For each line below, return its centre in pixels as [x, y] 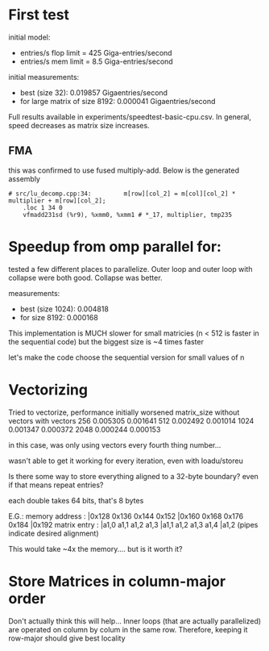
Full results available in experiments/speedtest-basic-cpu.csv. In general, [130, 117]
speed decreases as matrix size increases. [79, 125]
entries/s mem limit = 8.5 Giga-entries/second [96, 61]
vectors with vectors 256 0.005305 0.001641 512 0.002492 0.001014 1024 [131, 420]
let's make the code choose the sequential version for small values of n [126, 357]
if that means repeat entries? [56, 485]
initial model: [29, 37]
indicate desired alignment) [54, 533]
